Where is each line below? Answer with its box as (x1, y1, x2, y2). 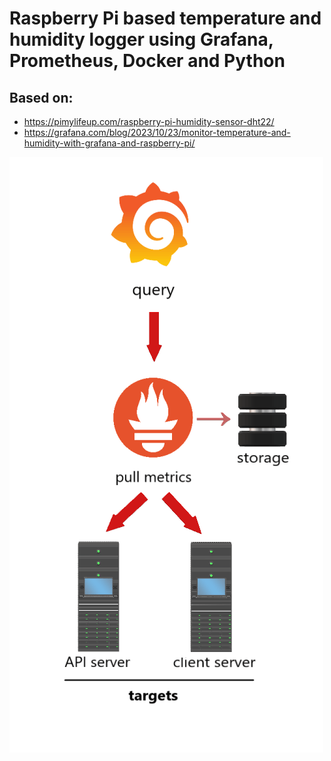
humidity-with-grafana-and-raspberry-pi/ (23, 137, 196, 149)
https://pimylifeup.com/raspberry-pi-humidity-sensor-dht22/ (23, 116, 275, 127)
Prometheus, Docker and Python (9, 50, 286, 72)
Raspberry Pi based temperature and (9, 7, 322, 30)
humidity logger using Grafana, (9, 28, 274, 51)
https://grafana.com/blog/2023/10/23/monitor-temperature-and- (23, 127, 291, 138)
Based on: (9, 89, 74, 106)
